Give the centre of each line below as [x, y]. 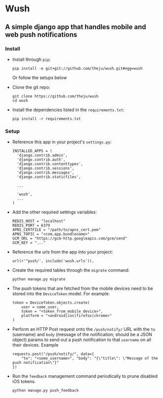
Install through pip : [31, 59]
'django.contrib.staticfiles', [49, 177]
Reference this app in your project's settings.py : [62, 142]
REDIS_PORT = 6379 [31, 225]
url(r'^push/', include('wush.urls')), [53, 261]
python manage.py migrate [39, 279]
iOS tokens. [24, 382]
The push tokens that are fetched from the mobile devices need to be [82, 288]
